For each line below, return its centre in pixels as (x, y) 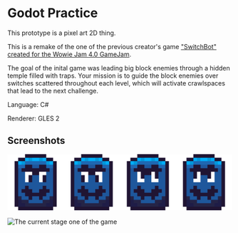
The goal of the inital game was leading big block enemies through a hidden (119, 68)
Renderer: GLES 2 (33, 118)
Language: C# (28, 104)
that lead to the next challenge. (53, 90)
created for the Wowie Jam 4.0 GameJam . (69, 54)
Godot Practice (53, 13)
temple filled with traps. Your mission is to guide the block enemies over (113, 76)
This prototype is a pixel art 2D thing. (62, 33)
